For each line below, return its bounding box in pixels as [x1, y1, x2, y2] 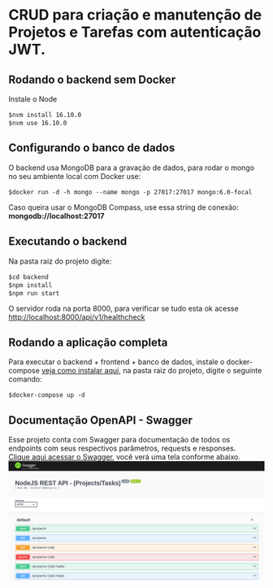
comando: [8, 374, 42, 384]
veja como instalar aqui [41, 366, 119, 376]
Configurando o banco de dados [8, 141, 175, 155]
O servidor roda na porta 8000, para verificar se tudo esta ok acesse [8, 303, 239, 313]
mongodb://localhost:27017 [8, 211, 105, 220]
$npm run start [8, 289, 60, 298]
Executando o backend [8, 234, 128, 249]
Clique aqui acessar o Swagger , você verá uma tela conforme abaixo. [8, 452, 241, 462]
